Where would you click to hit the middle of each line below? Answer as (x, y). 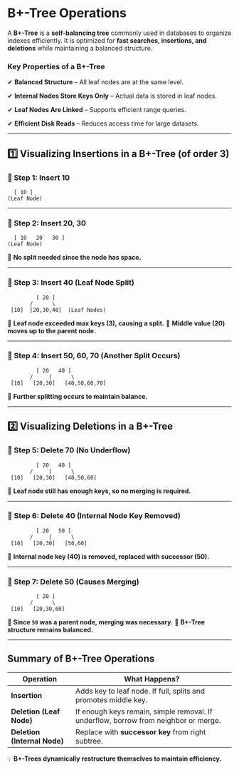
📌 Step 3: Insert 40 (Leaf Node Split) (71, 283)
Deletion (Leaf (36, 711)
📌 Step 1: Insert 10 (39, 178)
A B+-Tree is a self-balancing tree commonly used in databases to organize (119, 33)
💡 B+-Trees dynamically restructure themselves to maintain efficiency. (115, 759)
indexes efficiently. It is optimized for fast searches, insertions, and (107, 40)
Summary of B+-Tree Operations (81, 659)
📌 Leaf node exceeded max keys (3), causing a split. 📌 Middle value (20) (116, 323)
